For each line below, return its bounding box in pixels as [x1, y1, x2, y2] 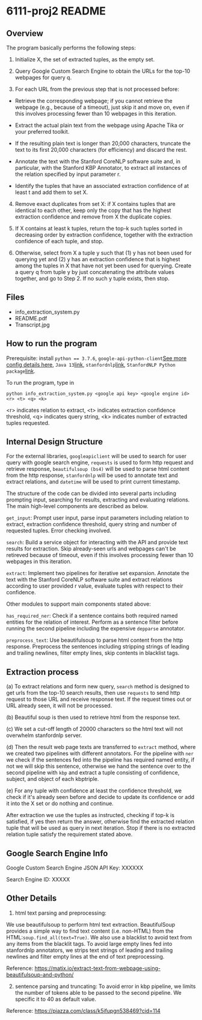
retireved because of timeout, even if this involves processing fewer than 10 [6, 552, 194, 559]
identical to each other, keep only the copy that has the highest [14, 207, 171, 214]
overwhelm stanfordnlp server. [6, 732, 82, 739]
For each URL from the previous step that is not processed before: [14, 86, 179, 93]
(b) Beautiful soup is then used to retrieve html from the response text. [6, 714, 181, 721]
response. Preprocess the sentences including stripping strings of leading [6, 643, 189, 650]
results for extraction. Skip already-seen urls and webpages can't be [6, 545, 176, 552]
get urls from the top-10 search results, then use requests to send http [6, 689, 180, 697]
